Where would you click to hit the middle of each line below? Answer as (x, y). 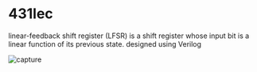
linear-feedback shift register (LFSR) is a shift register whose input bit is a (129, 36)
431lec (31, 14)
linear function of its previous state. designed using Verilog (105, 44)
